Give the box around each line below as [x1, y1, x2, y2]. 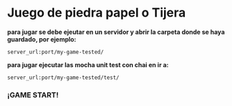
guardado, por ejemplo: [7, 35, 76, 43]
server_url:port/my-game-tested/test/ [7, 74, 119, 81]
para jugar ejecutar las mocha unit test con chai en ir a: [7, 60, 169, 69]
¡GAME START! [7, 90, 59, 100]
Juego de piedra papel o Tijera [7, 5, 186, 21]
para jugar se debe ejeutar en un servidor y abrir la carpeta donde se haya [7, 28, 225, 36]
